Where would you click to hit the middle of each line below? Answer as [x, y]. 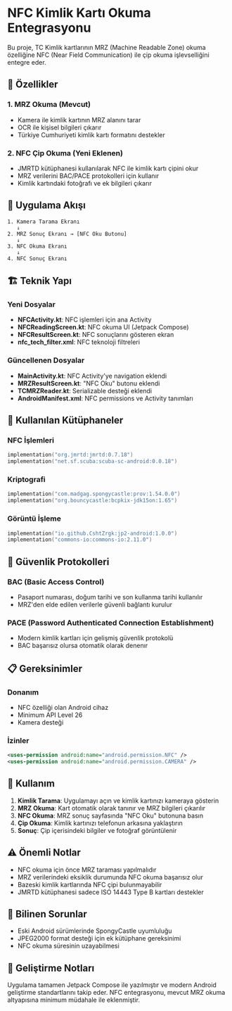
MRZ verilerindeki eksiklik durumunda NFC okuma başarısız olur [110, 877]
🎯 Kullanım [31, 783]
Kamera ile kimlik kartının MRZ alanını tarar [79, 120]
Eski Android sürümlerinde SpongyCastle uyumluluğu [95, 931]
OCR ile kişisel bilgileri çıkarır [59, 127]
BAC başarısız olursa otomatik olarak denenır [83, 646]
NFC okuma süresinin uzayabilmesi [68, 946]
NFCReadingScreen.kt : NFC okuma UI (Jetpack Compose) [103, 327]
